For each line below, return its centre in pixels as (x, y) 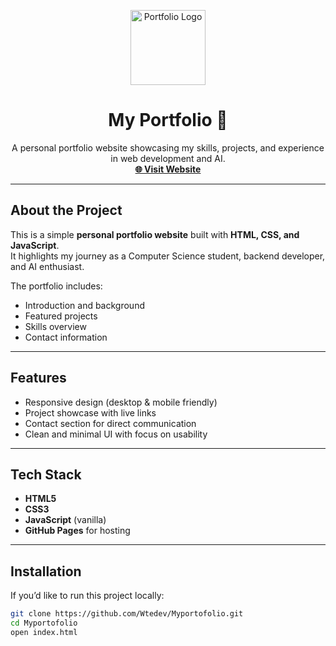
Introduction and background (84, 305)
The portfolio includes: (56, 286)
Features (38, 378)
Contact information (66, 337)
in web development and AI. (168, 158)
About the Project (66, 210)
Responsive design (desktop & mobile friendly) (121, 402)
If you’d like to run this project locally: (87, 596)
